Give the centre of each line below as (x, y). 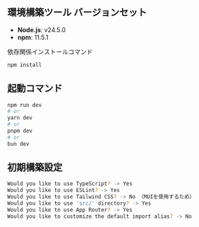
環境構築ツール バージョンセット (77, 13)
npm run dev (24, 105)
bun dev (19, 144)
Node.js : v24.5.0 (42, 29)
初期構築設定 (35, 167)
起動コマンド (35, 88)
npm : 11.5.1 (33, 37)
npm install (24, 65)
